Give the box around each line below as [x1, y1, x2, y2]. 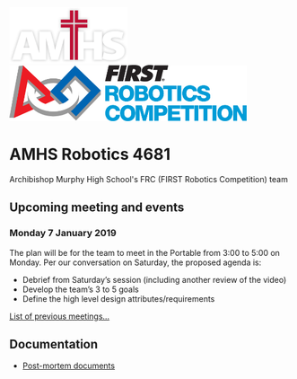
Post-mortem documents [22, 360, 115, 371]
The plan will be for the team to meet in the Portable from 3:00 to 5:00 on [9, 247, 281, 258]
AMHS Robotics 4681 [9, 145, 170, 164]
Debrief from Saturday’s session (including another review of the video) [22, 274, 287, 285]
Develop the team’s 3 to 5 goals [22, 284, 139, 295]
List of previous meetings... [9, 311, 110, 322]
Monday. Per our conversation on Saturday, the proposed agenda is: [9, 257, 262, 268]
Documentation [9, 337, 99, 352]
